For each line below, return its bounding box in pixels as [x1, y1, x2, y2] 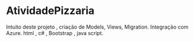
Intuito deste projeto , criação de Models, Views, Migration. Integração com [6, 23, 189, 30]
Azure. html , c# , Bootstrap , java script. [6, 29, 104, 36]
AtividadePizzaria [6, 4, 95, 17]
